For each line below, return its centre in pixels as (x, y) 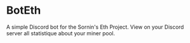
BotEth (24, 10)
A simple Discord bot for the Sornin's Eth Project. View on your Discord (95, 27)
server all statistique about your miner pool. (61, 33)
